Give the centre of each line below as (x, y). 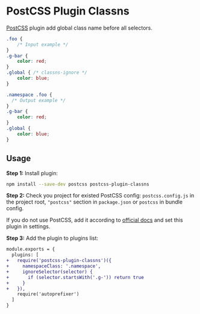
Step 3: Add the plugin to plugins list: (52, 238)
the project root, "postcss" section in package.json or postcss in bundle (94, 202)
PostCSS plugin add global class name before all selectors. (79, 28)
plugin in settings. (28, 226)
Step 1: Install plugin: (32, 173)
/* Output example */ (39, 100)
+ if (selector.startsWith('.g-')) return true (75, 277)
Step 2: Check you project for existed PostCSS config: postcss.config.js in (100, 196)
